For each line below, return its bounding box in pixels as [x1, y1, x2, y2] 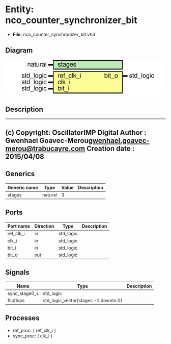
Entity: [5, 4, 34, 15]
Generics [5, 169, 35, 178]
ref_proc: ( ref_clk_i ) [12, 327, 56, 333]
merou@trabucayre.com [5, 144, 85, 153]
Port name [7, 223, 31, 229]
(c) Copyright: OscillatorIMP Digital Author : [5, 128, 147, 137]
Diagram [5, 46, 33, 55]
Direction [34, 223, 54, 229]
